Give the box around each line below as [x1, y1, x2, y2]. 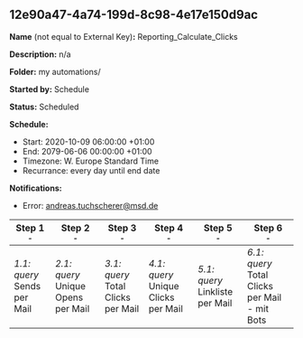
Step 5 [203, 221, 233, 234]
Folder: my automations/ [9, 66, 101, 77]
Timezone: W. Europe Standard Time [22, 155, 160, 166]
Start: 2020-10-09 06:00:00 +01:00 [22, 136, 155, 147]
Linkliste [197, 285, 233, 297]
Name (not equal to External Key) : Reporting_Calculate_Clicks [9, 31, 238, 42]
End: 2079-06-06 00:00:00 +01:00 [22, 146, 152, 156]
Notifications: [9, 183, 62, 193]
